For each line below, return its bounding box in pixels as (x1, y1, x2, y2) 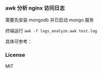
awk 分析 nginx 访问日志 (5, 4, 65, 11)
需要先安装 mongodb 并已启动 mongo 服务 (5, 17, 94, 23)
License (5, 52, 25, 59)
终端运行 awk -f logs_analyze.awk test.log (5, 28, 97, 34)
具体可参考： (5, 39, 32, 45)
